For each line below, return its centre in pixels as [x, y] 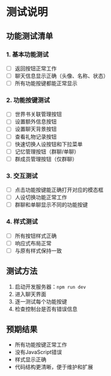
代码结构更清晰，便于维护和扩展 [54, 367]
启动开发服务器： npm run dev [50, 286]
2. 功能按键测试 [28, 100]
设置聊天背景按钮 [36, 129]
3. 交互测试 [22, 176]
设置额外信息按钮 [36, 122]
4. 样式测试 [22, 222]
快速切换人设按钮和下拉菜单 [49, 144]
